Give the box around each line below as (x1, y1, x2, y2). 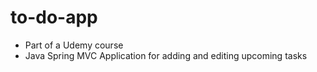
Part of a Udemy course (24, 39, 124, 51)
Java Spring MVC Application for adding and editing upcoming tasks (24, 49, 308, 61)
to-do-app (10, 6, 98, 29)
